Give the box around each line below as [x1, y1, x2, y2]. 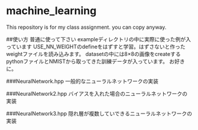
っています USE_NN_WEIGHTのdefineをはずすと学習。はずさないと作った [6, 43, 186, 50]
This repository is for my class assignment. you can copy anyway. [6, 24, 167, 31]
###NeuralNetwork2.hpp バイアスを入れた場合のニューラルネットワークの [6, 90, 188, 97]
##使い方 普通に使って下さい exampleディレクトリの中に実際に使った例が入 [6, 35, 191, 42]
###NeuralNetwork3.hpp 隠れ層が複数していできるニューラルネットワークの [6, 110, 192, 117]
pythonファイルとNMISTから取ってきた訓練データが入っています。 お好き [6, 58, 185, 65]
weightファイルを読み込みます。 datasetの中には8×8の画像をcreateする [6, 50, 181, 57]
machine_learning [6, 4, 97, 18]
